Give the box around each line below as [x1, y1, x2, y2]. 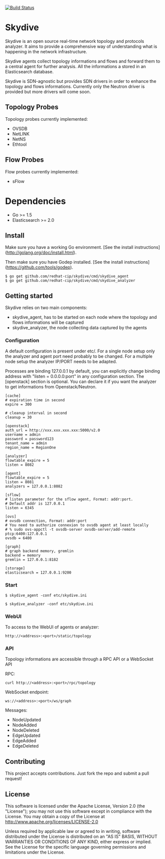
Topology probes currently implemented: [5, 116, 88, 122]
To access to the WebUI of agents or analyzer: [5, 624, 99, 630]
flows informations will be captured [12, 319, 84, 325]
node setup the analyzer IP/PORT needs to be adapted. [5, 359, 117, 365]
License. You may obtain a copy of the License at [5, 813, 105, 819]
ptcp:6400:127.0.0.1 [5, 531, 48, 537]
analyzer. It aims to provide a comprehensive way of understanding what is [5, 43, 158, 49]
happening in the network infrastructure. [5, 48, 87, 54]
